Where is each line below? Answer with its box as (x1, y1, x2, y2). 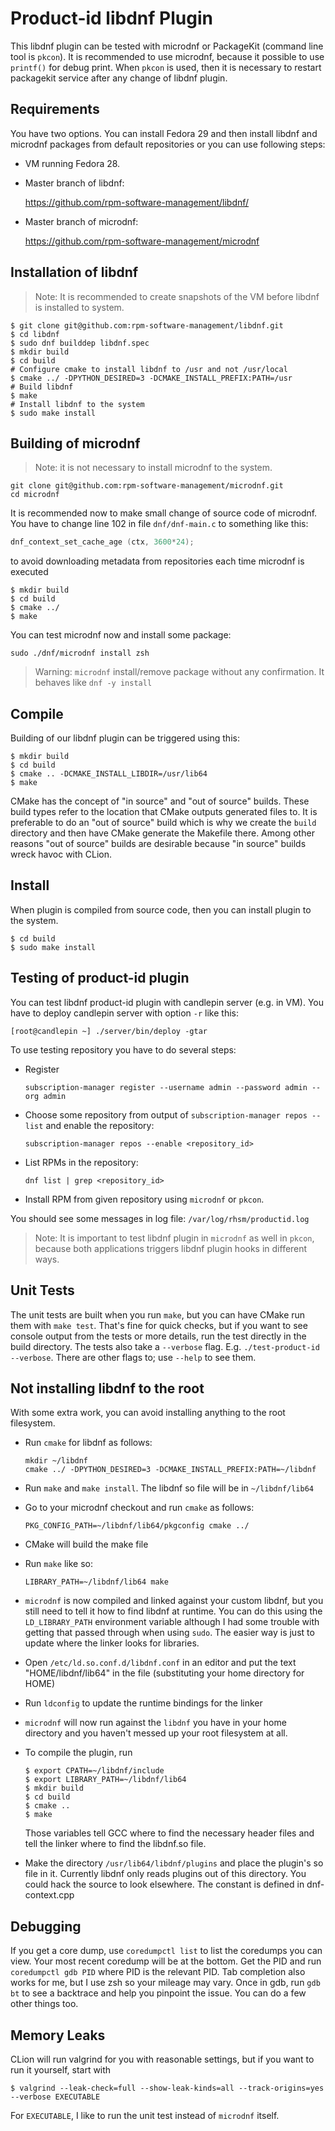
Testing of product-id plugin (10, 970, 190, 987)
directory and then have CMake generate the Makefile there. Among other (10, 827, 315, 839)
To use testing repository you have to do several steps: (10, 1043, 237, 1056)
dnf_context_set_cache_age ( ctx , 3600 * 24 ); (10, 537, 195, 547)
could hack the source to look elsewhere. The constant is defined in (24, 1878, 305, 1891)
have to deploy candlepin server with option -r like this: (10, 1007, 239, 1019)
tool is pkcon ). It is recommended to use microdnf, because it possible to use (10, 50, 325, 62)
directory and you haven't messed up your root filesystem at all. (24, 1727, 288, 1739)
